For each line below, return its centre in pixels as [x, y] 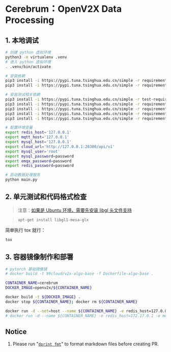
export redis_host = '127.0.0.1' [38, 133]
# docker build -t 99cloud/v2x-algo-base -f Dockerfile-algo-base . [79, 274]
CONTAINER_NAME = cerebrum [32, 283]
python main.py [21, 180]
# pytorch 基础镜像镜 [26, 269]
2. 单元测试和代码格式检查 [46, 197]
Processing [30, 20]
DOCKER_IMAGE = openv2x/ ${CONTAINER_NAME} [49, 288]
